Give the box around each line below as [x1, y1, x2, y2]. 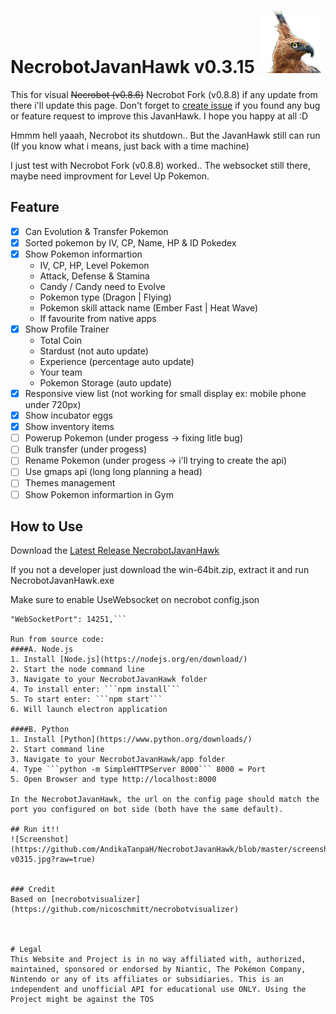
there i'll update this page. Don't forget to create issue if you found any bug [10, 99, 321, 111]
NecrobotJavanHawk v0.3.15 [10, 56, 256, 79]
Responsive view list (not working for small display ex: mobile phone [24, 388, 307, 399]
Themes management [24, 477, 116, 489]
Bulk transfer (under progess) [24, 443, 147, 455]
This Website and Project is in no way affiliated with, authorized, [10, 955, 307, 965]
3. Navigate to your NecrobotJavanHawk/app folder [10, 755, 226, 765]
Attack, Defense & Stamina [39, 270, 150, 282]
